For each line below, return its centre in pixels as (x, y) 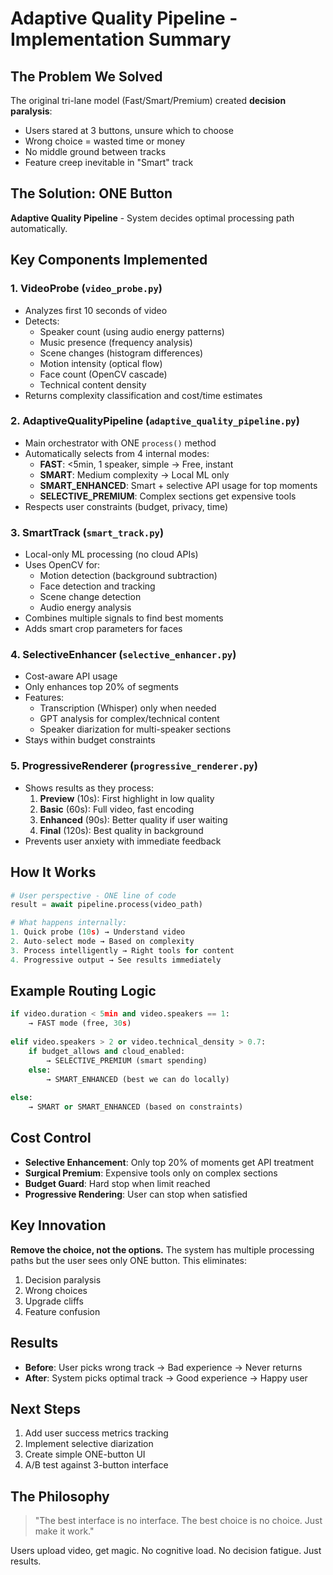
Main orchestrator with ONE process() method (120, 443)
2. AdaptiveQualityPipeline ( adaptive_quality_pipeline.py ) (155, 421)
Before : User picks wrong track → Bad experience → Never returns (163, 1367)
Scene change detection (90, 597)
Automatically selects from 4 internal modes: (117, 453)
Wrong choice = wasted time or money (105, 141)
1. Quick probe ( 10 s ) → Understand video (98, 932)
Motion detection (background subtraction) (128, 576)
